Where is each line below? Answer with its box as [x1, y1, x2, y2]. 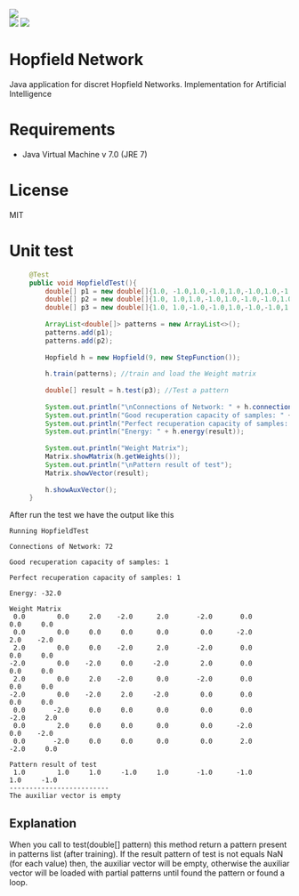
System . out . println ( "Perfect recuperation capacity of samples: [44, 419, 289, 428]
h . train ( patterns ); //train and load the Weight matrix [44, 369, 256, 378]
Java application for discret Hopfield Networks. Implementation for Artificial [9, 78, 287, 89]
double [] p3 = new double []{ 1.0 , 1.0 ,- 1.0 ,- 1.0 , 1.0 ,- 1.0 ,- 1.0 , [44, 303, 285, 312]
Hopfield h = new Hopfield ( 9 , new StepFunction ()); [44, 352, 241, 362]
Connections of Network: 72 [9, 543, 114, 552]
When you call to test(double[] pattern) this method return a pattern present [9, 839, 287, 850]
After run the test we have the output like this [9, 510, 174, 521]
